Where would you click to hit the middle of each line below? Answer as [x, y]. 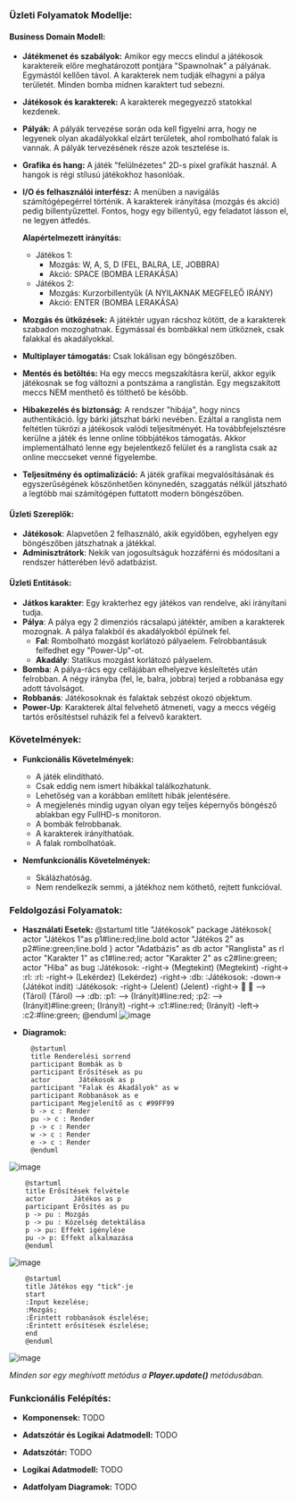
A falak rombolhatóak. [76, 843]
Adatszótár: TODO [57, 1453]
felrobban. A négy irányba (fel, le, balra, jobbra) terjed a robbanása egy [153, 678]
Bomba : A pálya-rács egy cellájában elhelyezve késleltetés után [140, 669]
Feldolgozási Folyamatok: [66, 910]
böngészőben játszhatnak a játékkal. [89, 543]
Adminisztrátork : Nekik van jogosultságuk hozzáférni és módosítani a [151, 553]
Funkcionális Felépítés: [60, 1398]
